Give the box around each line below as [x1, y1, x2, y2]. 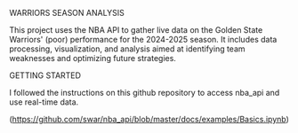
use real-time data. [9, 97, 79, 107]
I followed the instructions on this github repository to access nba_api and [9, 88, 280, 98]
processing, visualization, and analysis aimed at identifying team [9, 43, 246, 54]
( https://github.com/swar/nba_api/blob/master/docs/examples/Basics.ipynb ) [9, 114, 289, 124]
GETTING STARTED [9, 70, 82, 81]
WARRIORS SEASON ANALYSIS [9, 8, 125, 18]
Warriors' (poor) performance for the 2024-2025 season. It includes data [9, 35, 278, 44]
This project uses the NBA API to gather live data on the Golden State [9, 25, 263, 35]
